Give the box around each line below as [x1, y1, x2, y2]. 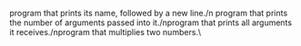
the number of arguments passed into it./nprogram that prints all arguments [9, 17, 293, 28]
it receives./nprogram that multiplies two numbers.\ [9, 27, 202, 37]
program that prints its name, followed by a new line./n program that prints [9, 8, 288, 18]
